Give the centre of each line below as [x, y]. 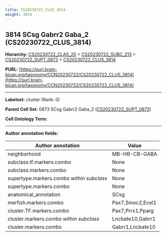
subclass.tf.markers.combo [39, 162]
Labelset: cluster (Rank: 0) [33, 100]
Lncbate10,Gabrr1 [134, 219]
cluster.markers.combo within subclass [53, 219]
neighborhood [24, 154]
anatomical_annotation [34, 195]
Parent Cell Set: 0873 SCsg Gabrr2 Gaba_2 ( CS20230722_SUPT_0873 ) [78, 109]
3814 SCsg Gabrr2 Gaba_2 [47, 35]
